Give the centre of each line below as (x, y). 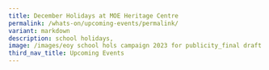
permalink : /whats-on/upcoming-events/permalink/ (94, 23)
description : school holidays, (61, 38)
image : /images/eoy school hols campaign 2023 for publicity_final (124, 46)
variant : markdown (39, 31)
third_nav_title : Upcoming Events (67, 53)
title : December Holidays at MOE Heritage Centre (94, 16)
